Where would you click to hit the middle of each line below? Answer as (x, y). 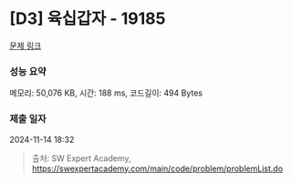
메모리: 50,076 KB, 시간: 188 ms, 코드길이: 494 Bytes (106, 93)
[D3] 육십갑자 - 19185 (88, 19)
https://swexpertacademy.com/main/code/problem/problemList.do (157, 168)
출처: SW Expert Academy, (81, 158)
